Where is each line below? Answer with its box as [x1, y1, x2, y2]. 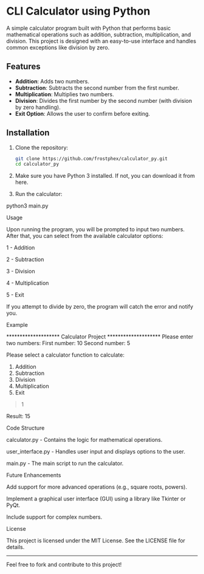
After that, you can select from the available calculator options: [6, 233, 164, 240]
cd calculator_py [15, 161, 59, 167]
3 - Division [6, 268, 35, 275]
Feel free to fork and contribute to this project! [6, 561, 122, 569]
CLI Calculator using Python [6, 4, 151, 18]
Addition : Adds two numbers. [15, 77, 90, 85]
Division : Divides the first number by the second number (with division [15, 97, 192, 104]
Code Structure [6, 424, 45, 432]
